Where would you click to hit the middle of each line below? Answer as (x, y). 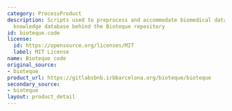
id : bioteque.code (33, 33)
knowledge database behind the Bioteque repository (89, 26)
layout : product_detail (41, 97)
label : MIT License (41, 52)
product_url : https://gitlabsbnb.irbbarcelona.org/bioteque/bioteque (109, 78)
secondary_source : (33, 84)
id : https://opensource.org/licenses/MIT (74, 46)
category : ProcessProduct (44, 13)
